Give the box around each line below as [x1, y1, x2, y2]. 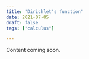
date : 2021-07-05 [6, 14, 49, 20]
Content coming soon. [6, 47, 61, 54]
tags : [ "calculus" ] [6, 25, 55, 31]
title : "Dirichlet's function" [6, 8, 84, 15]
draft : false [6, 19, 39, 25]
